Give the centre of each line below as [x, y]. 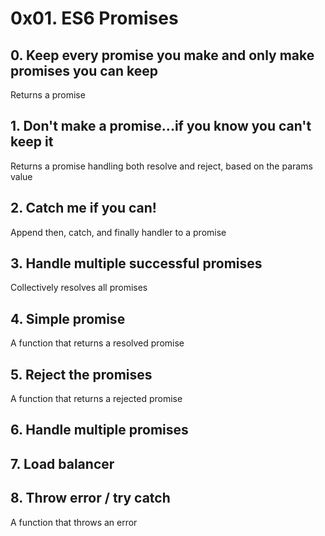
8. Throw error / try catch [90, 498]
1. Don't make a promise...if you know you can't [161, 126]
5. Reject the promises [81, 374]
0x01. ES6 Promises [94, 18]
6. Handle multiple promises [99, 430]
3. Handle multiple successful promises [136, 263]
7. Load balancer [62, 463]
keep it [32, 142]
